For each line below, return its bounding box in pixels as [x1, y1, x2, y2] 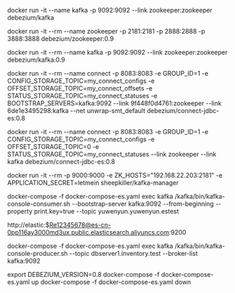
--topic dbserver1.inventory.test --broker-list [69, 249, 198, 257]
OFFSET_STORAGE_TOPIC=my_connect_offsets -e [7, 84, 153, 92]
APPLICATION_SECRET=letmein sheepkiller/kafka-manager [7, 178, 179, 187]
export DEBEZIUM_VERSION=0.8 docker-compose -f [7, 271, 160, 278]
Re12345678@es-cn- [48, 221, 111, 229]
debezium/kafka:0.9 [7, 56, 65, 64]
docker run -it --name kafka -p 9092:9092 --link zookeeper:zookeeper [7, 6, 213, 14]
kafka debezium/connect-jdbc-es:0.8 [7, 157, 116, 166]
